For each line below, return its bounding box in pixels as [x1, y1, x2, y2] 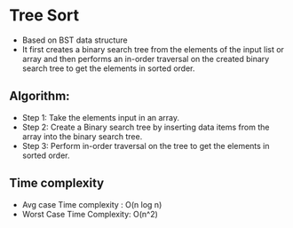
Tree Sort [9, 5, 80, 26]
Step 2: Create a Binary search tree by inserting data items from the [21, 122, 270, 132]
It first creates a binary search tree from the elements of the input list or [21, 43, 284, 54]
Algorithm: [9, 89, 70, 104]
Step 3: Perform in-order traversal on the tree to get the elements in [21, 140, 270, 151]
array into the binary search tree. [21, 130, 143, 142]
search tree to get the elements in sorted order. [21, 63, 195, 74]
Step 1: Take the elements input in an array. [21, 112, 180, 122]
